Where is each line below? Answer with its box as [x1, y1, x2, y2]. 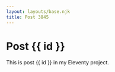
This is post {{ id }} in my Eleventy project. [6, 59, 110, 66]
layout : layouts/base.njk [6, 8, 70, 15]
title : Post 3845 [6, 14, 49, 20]
